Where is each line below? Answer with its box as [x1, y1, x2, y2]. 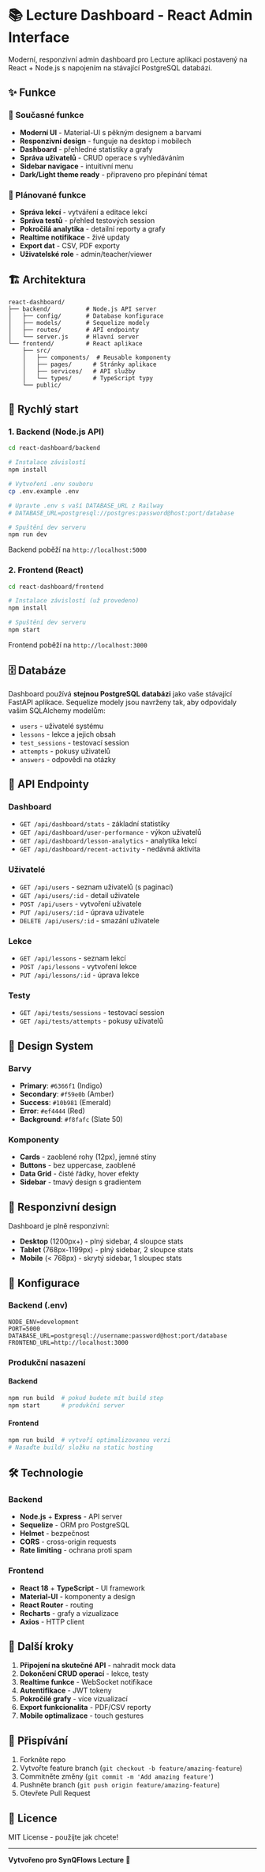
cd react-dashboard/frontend [8, 583, 104, 591]
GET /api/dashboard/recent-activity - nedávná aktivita [19, 844, 201, 854]
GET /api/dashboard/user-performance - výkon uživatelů [19, 828, 202, 837]
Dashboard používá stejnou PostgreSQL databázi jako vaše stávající [8, 689, 233, 698]
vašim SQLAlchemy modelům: [8, 705, 106, 715]
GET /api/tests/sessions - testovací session [19, 1008, 165, 1017]
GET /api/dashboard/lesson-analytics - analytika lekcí [19, 836, 197, 846]
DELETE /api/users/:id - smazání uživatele [19, 915, 160, 925]
